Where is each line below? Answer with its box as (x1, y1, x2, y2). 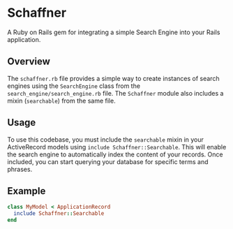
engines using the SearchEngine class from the (7, 82, 141, 90)
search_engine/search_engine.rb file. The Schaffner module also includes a (7, 89, 224, 97)
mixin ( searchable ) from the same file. (7, 96, 116, 105)
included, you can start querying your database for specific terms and (7, 157, 209, 165)
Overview (7, 56, 51, 68)
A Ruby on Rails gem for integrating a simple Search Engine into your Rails (7, 28, 220, 36)
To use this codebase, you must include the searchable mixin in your (7, 135, 204, 144)
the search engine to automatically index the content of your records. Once (7, 150, 223, 158)
